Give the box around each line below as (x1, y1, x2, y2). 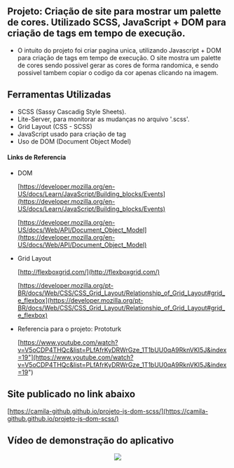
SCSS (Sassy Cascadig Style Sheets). (17, 107, 127, 116)
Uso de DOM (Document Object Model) (17, 137, 132, 146)
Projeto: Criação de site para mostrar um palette (7, 6, 221, 18)
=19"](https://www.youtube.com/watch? (17, 353, 134, 362)
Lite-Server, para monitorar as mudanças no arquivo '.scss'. (17, 115, 190, 123)
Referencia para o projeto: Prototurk (17, 324, 121, 333)
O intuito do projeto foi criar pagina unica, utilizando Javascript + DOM (17, 46, 222, 55)
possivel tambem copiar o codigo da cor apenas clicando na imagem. (17, 68, 219, 76)
